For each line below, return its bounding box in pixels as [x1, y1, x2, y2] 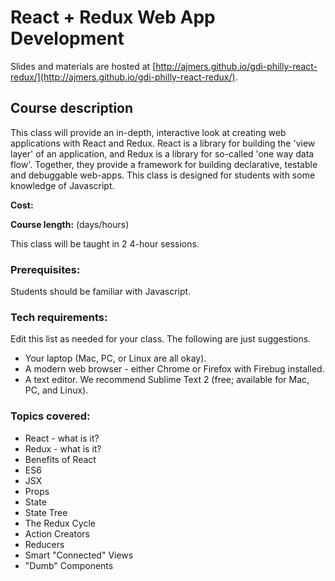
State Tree [24, 506, 68, 518]
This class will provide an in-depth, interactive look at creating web [10, 126, 287, 138]
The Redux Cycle [24, 517, 96, 529]
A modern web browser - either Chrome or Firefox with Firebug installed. [24, 363, 325, 375]
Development [10, 27, 125, 50]
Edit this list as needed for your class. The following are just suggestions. [10, 333, 312, 345]
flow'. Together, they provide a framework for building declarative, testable [10, 158, 318, 170]
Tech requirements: [10, 310, 108, 324]
